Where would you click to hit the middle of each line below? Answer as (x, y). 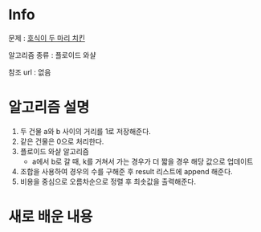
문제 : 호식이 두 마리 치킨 (47, 38)
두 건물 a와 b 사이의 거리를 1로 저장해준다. (85, 131)
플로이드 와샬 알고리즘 (55, 151)
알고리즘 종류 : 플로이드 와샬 (52, 55)
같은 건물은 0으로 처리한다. (62, 141)
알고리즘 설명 (49, 108)
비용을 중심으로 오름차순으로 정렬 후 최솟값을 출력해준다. (108, 181)
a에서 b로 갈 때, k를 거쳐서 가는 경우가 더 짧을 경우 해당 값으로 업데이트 (143, 161)
